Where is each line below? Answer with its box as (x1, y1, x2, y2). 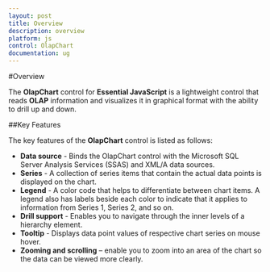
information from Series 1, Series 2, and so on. (19, 203, 174, 212)
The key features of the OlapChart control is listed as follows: (8, 136, 214, 145)
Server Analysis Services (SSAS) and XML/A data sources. (19, 160, 215, 169)
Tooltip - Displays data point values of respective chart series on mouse (19, 228, 260, 238)
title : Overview (8, 19, 63, 27)
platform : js (8, 34, 52, 43)
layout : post (8, 11, 52, 20)
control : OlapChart (8, 42, 74, 50)
